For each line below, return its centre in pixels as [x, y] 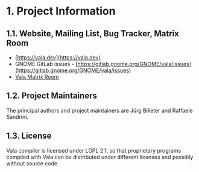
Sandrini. [17, 117]
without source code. [33, 163]
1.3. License [29, 136]
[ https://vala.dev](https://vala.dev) [58, 58]
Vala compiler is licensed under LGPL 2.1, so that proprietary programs [94, 150]
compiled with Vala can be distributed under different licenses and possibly [100, 157]
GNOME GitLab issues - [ [46, 64]
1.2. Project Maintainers [52, 96]
